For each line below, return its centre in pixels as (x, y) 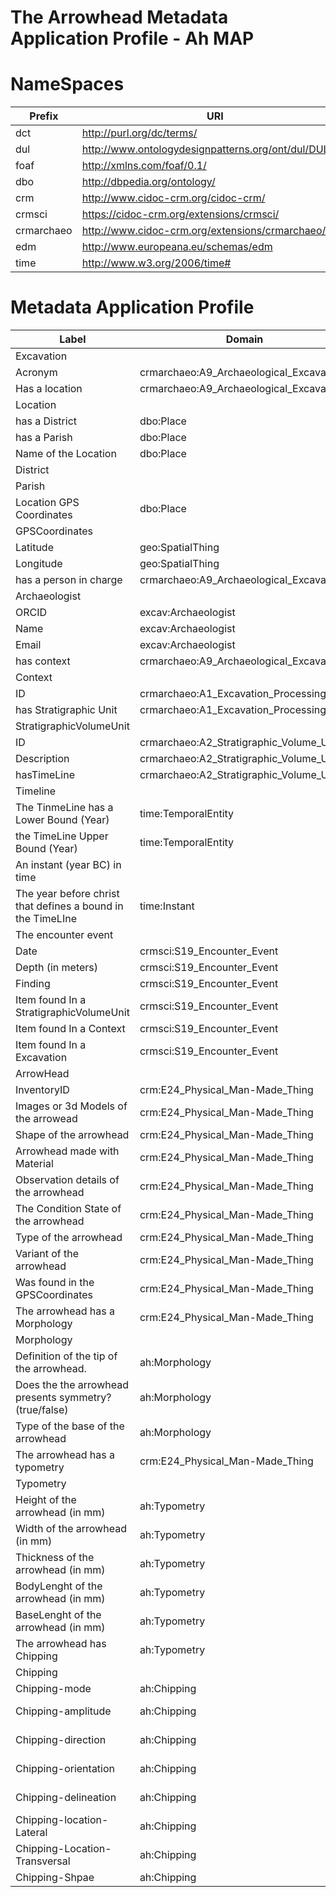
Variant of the (47, 1254)
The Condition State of (68, 1209)
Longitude (39, 564)
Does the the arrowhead (72, 1385)
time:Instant (167, 906)
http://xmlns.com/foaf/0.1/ (144, 166)
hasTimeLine (45, 775)
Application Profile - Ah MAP (132, 38)
